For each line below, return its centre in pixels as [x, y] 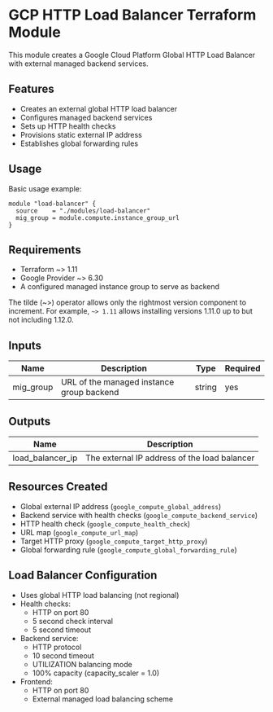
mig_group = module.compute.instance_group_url [98, 218]
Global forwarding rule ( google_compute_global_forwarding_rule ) [128, 549]
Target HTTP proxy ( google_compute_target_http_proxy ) [114, 541]
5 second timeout [62, 630]
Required [243, 368]
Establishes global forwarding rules [79, 143]
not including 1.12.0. [41, 320]
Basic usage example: [45, 188]
